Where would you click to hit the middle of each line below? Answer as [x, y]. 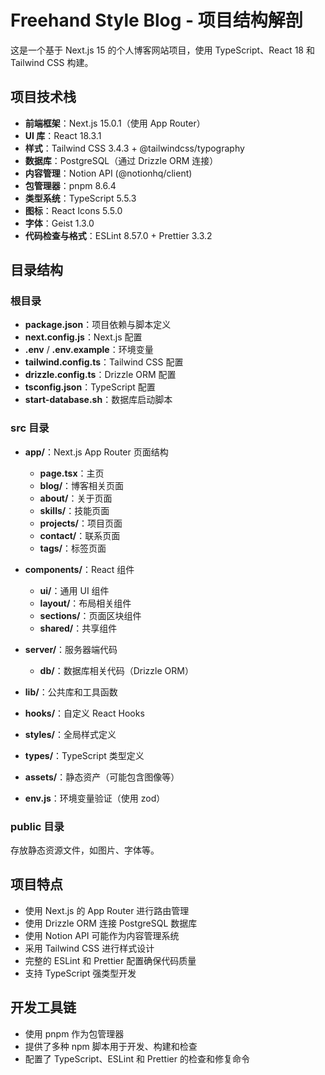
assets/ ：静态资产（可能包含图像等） [102, 777]
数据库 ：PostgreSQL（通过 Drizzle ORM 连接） [121, 160]
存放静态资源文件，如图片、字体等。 [85, 850]
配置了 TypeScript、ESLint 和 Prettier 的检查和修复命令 [137, 1058]
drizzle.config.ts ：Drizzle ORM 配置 [100, 375]
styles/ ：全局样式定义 [70, 734]
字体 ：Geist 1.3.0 [59, 223]
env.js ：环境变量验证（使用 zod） [95, 798]
